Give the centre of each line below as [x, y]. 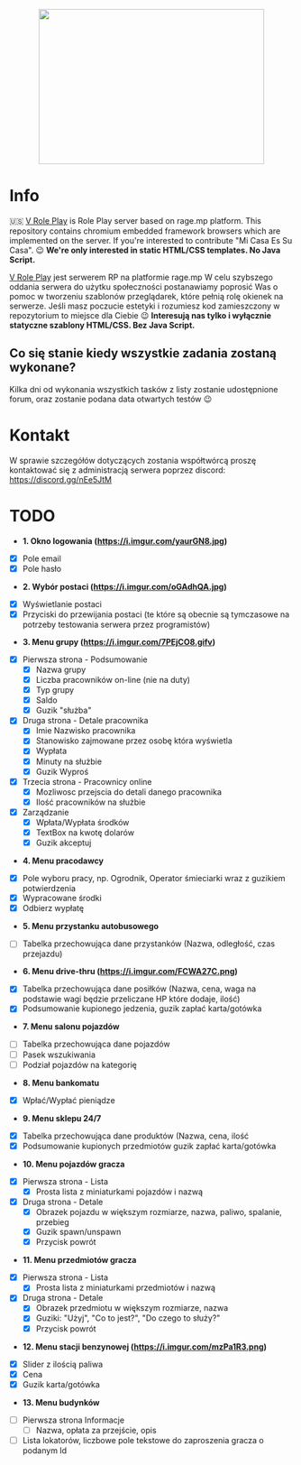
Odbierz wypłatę [53, 908]
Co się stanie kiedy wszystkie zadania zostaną [143, 353]
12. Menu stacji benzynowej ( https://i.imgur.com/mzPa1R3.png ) [145, 1346]
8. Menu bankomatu [61, 1083]
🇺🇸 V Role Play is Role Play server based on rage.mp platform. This [135, 220]
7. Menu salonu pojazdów [71, 1027]
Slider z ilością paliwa [63, 1364]
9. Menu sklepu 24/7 [62, 1118]
